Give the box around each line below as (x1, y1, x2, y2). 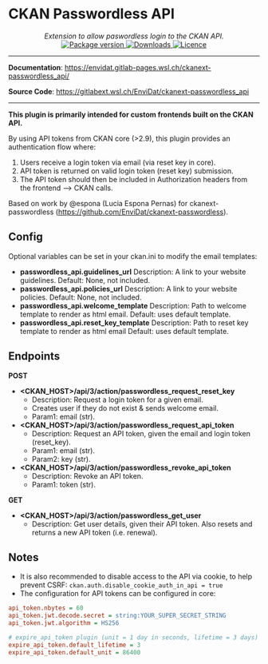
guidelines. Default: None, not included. (19, 275, 151, 284)
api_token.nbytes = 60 (8, 604, 84, 612)
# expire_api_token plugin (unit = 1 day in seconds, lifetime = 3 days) (8, 634, 259, 642)
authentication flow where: (8, 141, 97, 152)
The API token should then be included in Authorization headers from (19, 174, 248, 184)
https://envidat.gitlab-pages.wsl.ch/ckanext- (65, 62, 211, 72)
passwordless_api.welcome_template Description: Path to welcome (19, 300, 247, 310)
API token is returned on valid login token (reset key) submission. (19, 165, 234, 176)
